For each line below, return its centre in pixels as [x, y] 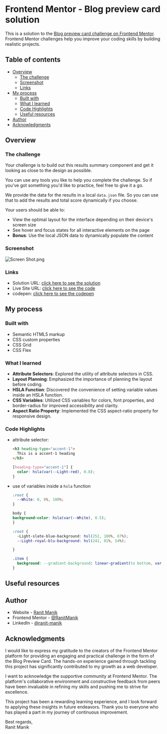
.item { [20, 559]
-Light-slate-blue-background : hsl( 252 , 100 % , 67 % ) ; [73, 536]
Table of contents [33, 60]
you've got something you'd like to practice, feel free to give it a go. [74, 186]
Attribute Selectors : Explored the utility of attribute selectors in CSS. [83, 374]
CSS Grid [22, 345]
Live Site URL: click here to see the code [54, 288]
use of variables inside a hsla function [51, 486]
